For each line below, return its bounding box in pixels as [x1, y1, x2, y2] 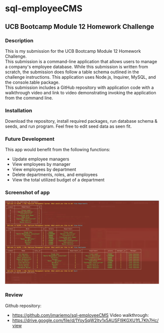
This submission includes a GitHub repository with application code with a [5, 84, 154, 90]
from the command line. [5, 95, 53, 101]
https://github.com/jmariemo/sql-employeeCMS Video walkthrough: [12, 312, 149, 318]
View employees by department [12, 167, 77, 173]
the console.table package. [5, 79, 60, 85]
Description [5, 37, 34, 44]
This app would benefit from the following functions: [5, 147, 111, 153]
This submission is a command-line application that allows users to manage [5, 58, 157, 64]
